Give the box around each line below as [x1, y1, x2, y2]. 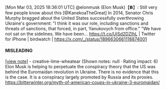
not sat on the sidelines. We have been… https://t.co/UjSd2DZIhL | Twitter [5, 31, 156, 37]
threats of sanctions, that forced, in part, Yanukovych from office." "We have [5, 26, 161, 31]
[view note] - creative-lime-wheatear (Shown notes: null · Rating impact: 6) [5, 58, 159, 64]
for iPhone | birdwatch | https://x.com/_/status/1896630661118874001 [5, 36, 147, 42]
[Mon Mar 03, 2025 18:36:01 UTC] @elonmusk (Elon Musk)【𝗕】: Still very [5, 4, 158, 10]
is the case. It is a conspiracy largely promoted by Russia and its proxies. [5, 74, 154, 80]
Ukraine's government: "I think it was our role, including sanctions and [5, 20, 149, 26]
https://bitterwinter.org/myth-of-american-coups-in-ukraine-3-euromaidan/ [5, 80, 160, 86]
